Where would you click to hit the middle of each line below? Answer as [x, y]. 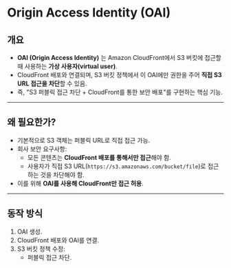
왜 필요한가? [32, 122]
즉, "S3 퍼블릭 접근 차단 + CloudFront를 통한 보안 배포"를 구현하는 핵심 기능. [120, 92]
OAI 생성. [30, 231]
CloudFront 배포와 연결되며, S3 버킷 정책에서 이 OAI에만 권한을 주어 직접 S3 [119, 75]
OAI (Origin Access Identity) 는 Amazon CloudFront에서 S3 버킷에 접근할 [119, 58]
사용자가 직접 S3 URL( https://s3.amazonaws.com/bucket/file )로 [117, 166]
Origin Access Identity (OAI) [89, 13]
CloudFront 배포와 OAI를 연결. [58, 240]
